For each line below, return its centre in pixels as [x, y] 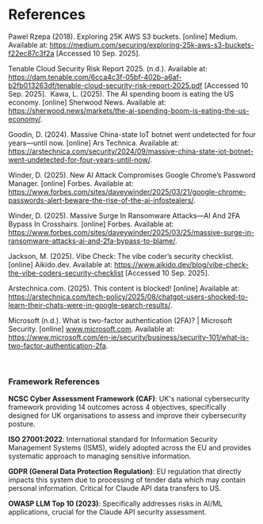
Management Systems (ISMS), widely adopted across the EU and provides [130, 448]
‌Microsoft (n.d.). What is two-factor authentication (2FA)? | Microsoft [120, 320]
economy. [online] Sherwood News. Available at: [87, 102]
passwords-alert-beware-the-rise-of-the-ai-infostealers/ [101, 200]
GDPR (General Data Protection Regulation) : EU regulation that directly [125, 472]
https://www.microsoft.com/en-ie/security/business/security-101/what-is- [129, 337]
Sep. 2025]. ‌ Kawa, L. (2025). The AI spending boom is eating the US [121, 93]
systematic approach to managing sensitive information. [100, 456]
